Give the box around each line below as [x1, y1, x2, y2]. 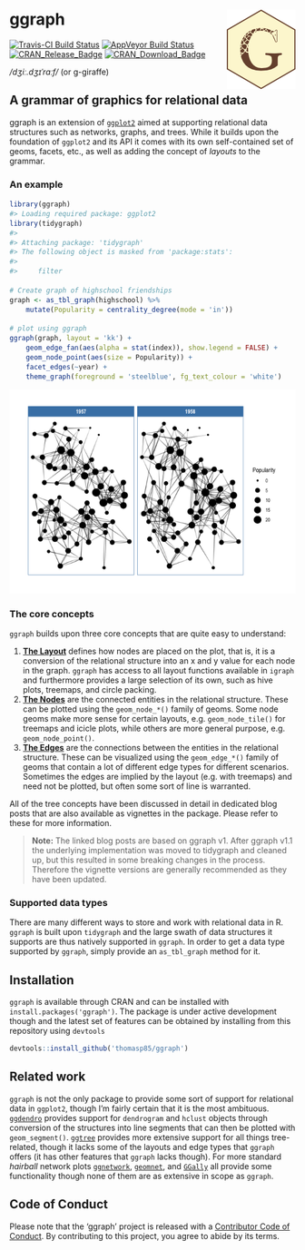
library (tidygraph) [9, 219, 84, 228]
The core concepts [9, 607, 94, 620]
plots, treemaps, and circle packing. [22, 684, 157, 694]
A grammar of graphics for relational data [9, 93, 248, 108]
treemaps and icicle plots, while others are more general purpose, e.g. [22, 723, 286, 733]
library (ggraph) [9, 200, 71, 209]
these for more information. [9, 817, 112, 828]
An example [9, 178, 64, 191]
